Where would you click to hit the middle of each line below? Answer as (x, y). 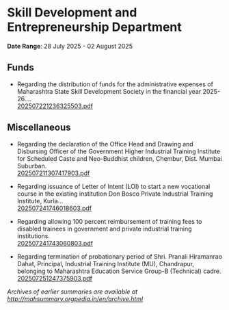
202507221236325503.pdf (55, 106)
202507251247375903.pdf (55, 278)
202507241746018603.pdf (54, 208)
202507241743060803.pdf (55, 243)
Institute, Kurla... (40, 201)
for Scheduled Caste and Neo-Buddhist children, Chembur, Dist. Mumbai (119, 158)
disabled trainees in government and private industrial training (105, 229)
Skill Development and (72, 13)
